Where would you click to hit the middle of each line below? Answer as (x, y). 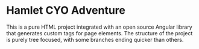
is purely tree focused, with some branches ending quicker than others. (95, 39)
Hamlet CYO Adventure (66, 10)
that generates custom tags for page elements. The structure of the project (99, 33)
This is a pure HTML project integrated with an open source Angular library (99, 27)
